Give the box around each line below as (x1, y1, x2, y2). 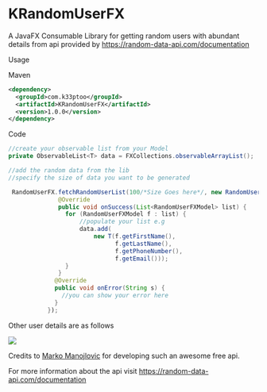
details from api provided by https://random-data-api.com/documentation (8, 39, 250, 48)
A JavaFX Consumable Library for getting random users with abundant (8, 31, 240, 40)
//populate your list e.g (79, 217, 165, 226)
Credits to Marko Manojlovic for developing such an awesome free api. (8, 351, 240, 360)
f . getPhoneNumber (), (114, 247, 183, 255)
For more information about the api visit (8, 366, 137, 375)
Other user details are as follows (8, 321, 114, 330)
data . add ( (79, 225, 112, 233)
